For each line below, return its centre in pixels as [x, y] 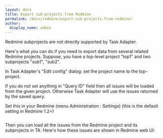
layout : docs [18, 10]
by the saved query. [25, 97]
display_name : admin [30, 28]
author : [13, 23]
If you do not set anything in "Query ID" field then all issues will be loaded [80, 86]
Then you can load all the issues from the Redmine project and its [71, 125]
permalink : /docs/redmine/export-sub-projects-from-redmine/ [69, 19]
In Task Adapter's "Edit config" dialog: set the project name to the [72, 71]
